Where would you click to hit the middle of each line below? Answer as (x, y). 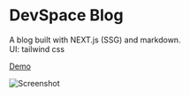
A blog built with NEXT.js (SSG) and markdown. (95, 40)
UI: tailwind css (37, 48)
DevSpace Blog (66, 15)
